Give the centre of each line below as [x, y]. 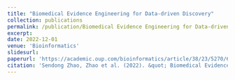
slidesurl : [23, 53]
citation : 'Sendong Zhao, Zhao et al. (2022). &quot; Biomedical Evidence [119, 65]
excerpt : [20, 33]
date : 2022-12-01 [33, 40]
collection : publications [45, 20]
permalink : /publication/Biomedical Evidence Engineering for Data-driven [119, 26]
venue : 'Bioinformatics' [43, 46]
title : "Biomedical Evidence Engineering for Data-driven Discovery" [111, 14]
